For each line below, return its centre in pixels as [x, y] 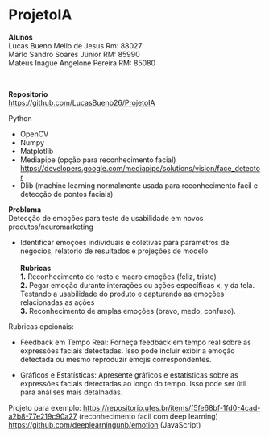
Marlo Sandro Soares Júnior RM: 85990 [74, 54]
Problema [25, 209]
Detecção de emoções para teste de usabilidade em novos [106, 218]
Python [20, 118]
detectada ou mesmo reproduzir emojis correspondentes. [116, 359]
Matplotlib [37, 151]
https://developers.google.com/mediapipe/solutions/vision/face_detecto [140, 168]
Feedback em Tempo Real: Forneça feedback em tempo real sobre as [135, 342]
